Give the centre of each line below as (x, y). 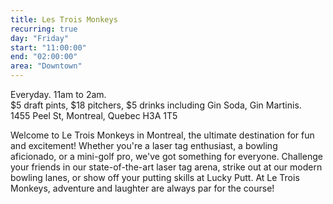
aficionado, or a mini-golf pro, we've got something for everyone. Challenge (166, 156)
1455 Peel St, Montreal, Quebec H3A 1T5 (94, 115)
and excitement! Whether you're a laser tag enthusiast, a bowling (144, 145)
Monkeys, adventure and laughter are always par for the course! (142, 188)
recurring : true (44, 29)
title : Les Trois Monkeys (64, 19)
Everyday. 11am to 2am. (58, 94)
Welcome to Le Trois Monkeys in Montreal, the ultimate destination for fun (162, 135)
